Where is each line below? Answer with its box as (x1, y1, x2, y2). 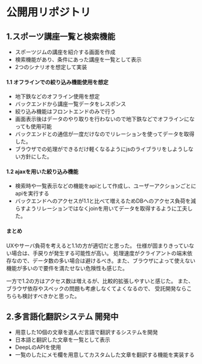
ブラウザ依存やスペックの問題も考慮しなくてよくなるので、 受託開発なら (6, 285, 187, 292)
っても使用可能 (14, 123, 52, 130)
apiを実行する (14, 190, 49, 197)
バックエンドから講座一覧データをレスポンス (14, 100, 127, 108)
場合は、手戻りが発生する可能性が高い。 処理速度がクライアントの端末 (11, 249, 188, 256)
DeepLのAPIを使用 (14, 344, 62, 351)
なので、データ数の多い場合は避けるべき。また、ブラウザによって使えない (11, 257, 196, 264)
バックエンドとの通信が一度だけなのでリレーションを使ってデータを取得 (14, 131, 195, 138)
